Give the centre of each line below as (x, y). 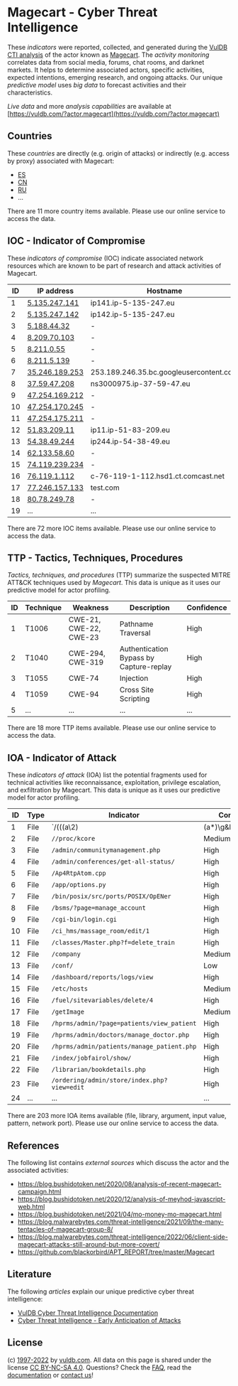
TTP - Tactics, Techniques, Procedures (95, 558)
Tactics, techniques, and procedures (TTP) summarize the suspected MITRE (119, 575)
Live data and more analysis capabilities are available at (89, 106)
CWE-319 (86, 662)
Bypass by (137, 658)
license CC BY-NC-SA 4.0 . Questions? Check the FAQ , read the (100, 1367)
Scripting (135, 699)
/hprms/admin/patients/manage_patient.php (124, 1047)
